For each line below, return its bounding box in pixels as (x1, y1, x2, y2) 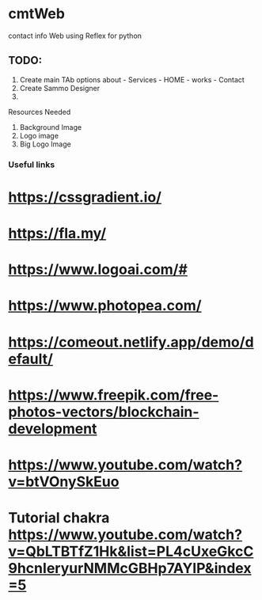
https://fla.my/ (8, 225, 107, 242)
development (8, 420, 97, 438)
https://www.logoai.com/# (8, 260, 188, 279)
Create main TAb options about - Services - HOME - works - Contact (19, 74, 245, 84)
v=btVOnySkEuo (8, 473, 120, 491)
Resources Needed (8, 107, 71, 116)
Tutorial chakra (8, 509, 110, 527)
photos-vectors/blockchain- (8, 403, 199, 420)
